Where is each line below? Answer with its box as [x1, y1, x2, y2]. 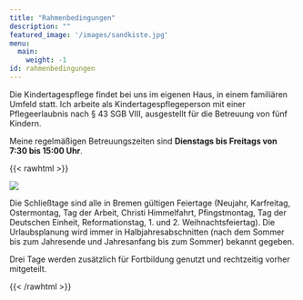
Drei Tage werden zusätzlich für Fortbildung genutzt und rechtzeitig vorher [9, 254, 290, 265]
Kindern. [9, 117, 42, 128]
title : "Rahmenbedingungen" [9, 13, 116, 23]
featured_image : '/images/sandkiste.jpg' [9, 30, 169, 39]
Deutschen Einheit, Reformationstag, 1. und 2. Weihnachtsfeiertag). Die [9, 216, 276, 227]
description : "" [9, 22, 71, 31]
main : [17, 47, 39, 56]
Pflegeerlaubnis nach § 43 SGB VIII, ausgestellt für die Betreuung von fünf [9, 108, 288, 119]
